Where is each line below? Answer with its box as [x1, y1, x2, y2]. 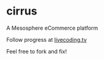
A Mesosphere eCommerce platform [6, 24, 98, 32]
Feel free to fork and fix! [6, 47, 67, 55]
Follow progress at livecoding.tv [6, 36, 87, 43]
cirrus [6, 4, 38, 18]
